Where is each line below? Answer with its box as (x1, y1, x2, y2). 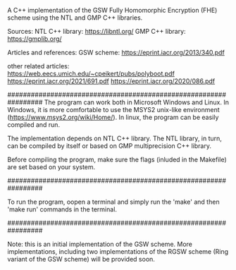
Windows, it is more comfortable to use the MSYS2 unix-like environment (7, 106, 220, 113)
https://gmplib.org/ (7, 35, 62, 43)
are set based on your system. (7, 163, 96, 171)
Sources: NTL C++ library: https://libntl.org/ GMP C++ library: (7, 27, 186, 35)
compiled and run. (7, 121, 61, 129)
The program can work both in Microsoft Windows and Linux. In (44, 98, 229, 106)
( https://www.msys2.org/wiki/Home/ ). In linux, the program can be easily (7, 113, 219, 121)
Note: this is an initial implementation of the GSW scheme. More (7, 240, 192, 248)
